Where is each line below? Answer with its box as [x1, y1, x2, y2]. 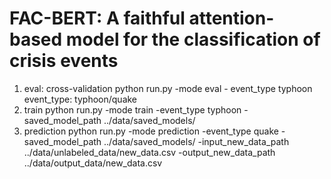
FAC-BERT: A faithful [9, 7, 186, 30]
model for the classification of [65, 28, 321, 51]
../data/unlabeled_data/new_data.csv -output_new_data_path [23, 146, 276, 158]
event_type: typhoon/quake [23, 93, 138, 105]
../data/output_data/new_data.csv [23, 157, 163, 169]
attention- [188, 7, 275, 30]
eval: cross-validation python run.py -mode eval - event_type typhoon [23, 82, 313, 94]
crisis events [9, 50, 119, 72]
